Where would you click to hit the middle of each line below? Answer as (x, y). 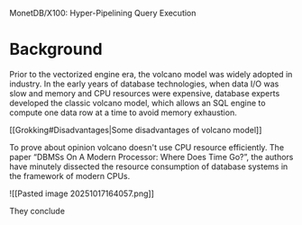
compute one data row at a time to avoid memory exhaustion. (123, 112)
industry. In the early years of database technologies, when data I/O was (144, 84)
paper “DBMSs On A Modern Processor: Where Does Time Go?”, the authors (151, 157)
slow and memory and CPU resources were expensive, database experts (145, 93)
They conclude (37, 211)
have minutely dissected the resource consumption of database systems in (149, 166)
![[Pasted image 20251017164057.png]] (82, 193)
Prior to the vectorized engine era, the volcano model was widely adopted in (151, 74)
